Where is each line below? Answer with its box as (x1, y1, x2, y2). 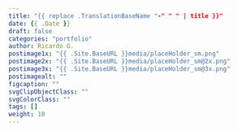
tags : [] (8, 103, 38, 111)
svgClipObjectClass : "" (8, 87, 89, 96)
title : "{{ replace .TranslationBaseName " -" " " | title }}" (8, 11, 223, 20)
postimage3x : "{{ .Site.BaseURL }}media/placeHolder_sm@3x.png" (8, 65, 231, 73)
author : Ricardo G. (8, 42, 75, 50)
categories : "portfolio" (8, 34, 93, 43)
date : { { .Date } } (8, 20, 71, 28)
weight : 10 (8, 111, 45, 119)
